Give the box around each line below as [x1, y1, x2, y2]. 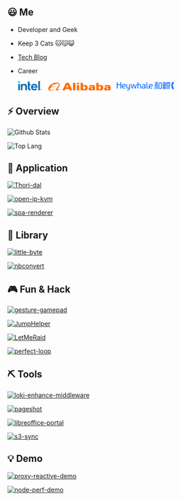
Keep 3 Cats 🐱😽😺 [17, 39, 75, 48]
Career [17, 66, 38, 75]
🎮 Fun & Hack [7, 283, 71, 295]
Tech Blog [17, 53, 47, 61]
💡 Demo [7, 453, 43, 465]
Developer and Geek [17, 25, 78, 33]
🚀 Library [7, 229, 48, 241]
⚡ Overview [7, 105, 59, 117]
